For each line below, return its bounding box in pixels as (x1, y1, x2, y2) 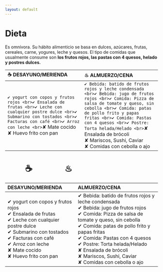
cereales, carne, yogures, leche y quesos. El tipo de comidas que (5, 49, 136, 55)
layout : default (5, 7, 38, 12)
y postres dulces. (5, 59, 41, 65)
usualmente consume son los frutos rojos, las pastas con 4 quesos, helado (5, 54, 158, 60)
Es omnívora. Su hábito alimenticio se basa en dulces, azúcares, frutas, (5, 44, 147, 50)
